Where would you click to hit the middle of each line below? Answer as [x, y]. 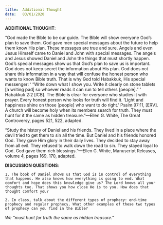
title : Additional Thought [34, 10]
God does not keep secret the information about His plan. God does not [77, 68]
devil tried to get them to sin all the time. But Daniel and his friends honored [81, 135]
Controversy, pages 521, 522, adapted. [44, 121]
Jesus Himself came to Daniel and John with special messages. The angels [81, 53]
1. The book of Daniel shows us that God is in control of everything [78, 174]
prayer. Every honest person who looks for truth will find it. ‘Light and [74, 100]
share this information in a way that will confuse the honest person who [77, 74]
